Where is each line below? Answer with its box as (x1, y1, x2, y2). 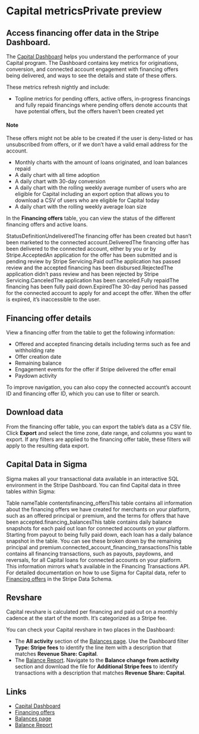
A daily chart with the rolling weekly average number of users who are (14, 184, 187, 191)
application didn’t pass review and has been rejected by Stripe (6, 270, 159, 278)
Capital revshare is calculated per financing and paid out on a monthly (6, 608, 178, 615)
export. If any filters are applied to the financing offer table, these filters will (6, 436, 191, 443)
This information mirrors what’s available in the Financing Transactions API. (6, 562, 190, 570)
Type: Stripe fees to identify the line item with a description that (14, 644, 172, 651)
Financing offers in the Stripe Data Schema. (6, 575, 113, 582)
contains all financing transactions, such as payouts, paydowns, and (6, 550, 173, 557)
